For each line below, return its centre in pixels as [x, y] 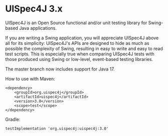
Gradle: [13, 119]
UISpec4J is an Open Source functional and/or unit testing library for [76, 23]
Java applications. [38, 28]
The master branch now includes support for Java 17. [60, 69]
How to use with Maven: [30, 79]
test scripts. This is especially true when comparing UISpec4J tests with [80, 54]
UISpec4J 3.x [34, 9]
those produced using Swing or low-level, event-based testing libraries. [79, 59]
